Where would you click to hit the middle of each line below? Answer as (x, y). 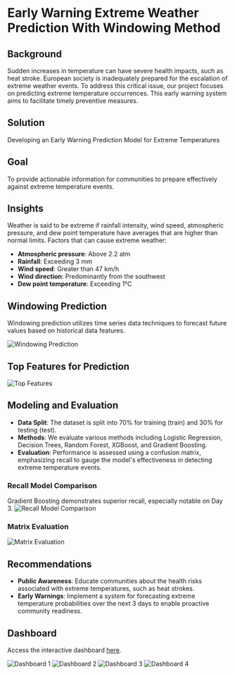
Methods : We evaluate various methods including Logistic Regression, (120, 437)
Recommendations (50, 564)
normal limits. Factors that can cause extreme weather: (87, 240)
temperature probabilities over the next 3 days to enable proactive (113, 604)
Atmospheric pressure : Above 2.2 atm (74, 254)
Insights (26, 209)
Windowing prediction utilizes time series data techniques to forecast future (117, 323)
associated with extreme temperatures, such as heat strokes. (106, 589)
